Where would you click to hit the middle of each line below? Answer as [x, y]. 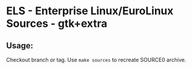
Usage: [20, 46]
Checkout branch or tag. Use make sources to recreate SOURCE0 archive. [96, 60]
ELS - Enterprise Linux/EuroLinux [90, 11]
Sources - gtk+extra [57, 23]
